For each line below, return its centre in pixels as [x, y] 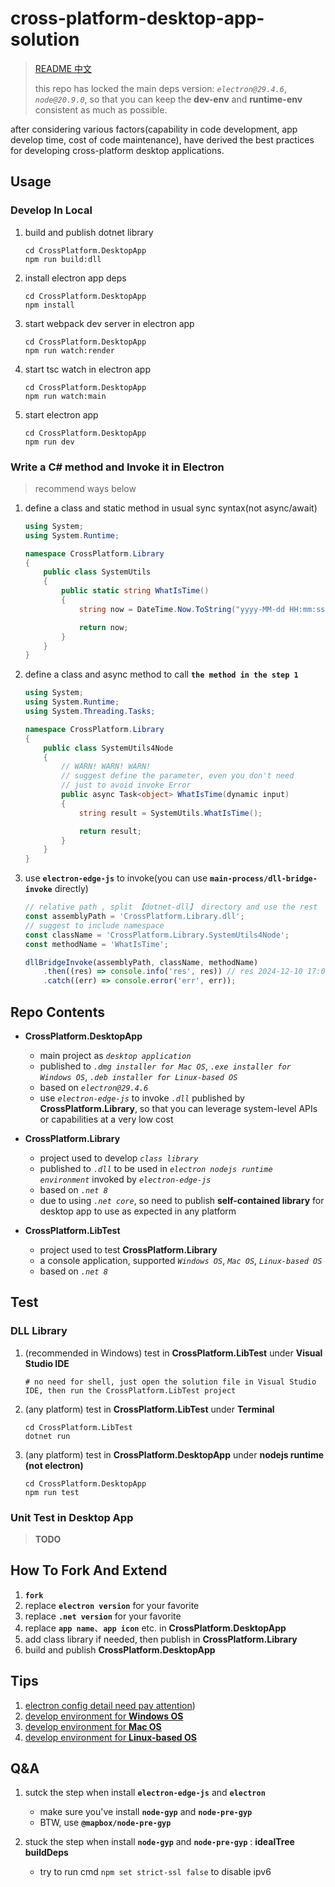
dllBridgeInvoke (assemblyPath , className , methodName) [141, 962]
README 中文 [63, 68]
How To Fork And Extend [89, 1570]
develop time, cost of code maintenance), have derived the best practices [162, 139]
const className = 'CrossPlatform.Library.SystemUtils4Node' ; [157, 935]
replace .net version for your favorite [103, 1616]
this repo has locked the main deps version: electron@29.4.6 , [160, 88]
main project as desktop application [115, 1055]
